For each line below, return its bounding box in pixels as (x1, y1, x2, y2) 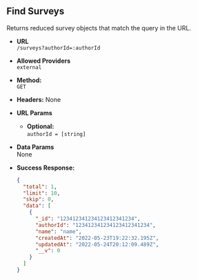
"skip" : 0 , (23, 196, 55, 203)
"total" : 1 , (23, 183, 57, 190)
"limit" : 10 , (23, 190, 61, 197)
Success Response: (16, 163, 75, 172)
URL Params (16, 108, 52, 117)
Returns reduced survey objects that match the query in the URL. (6, 23, 191, 32)
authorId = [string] (26, 130, 86, 137)
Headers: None (16, 95, 61, 103)
